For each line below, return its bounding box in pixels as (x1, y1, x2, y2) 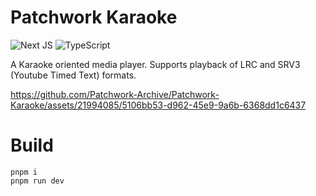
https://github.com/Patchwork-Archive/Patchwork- (10, 88, 220, 100)
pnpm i (10, 167, 38, 177)
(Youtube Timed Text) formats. (10, 69, 137, 81)
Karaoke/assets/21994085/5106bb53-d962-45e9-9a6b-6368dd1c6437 (10, 99, 307, 111)
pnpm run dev (10, 176, 65, 186)
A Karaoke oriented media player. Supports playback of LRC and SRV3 (10, 58, 301, 70)
